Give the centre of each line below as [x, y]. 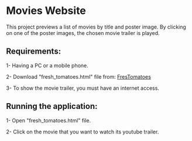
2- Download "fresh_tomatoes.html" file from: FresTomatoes [78, 76]
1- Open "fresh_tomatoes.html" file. [49, 120]
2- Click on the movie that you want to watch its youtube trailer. [83, 132]
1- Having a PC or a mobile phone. [47, 65]
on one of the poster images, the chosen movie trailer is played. [83, 33]
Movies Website [46, 11]
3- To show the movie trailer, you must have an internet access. [83, 88]
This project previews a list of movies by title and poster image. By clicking [96, 27]
